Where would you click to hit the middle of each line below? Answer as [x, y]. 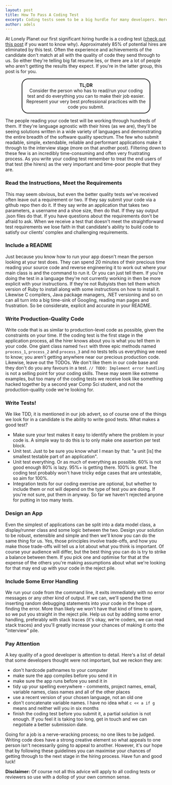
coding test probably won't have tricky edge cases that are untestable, [87, 473]
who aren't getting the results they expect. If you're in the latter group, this [84, 66]
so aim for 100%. [30, 478]
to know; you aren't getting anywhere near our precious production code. [83, 357]
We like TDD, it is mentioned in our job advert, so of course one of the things [86, 414]
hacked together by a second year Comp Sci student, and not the [74, 384]
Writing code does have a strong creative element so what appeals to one [83, 740]
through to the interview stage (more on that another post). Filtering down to [86, 148]
